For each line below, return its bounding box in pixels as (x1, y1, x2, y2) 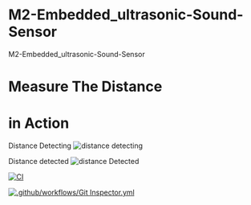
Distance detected (8, 157, 70, 166)
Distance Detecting (8, 141, 72, 150)
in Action (8, 114, 70, 133)
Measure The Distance (8, 78, 163, 96)
